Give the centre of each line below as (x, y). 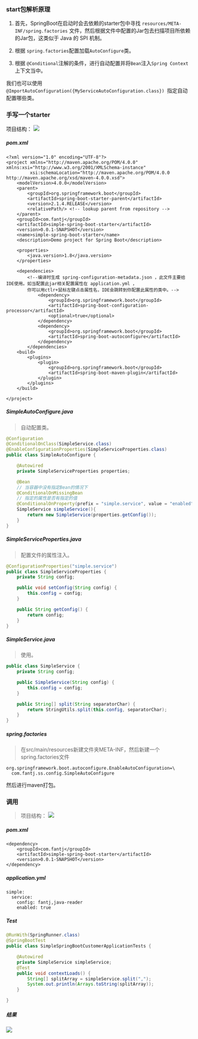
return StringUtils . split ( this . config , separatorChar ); (97, 709)
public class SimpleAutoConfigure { (51, 455)
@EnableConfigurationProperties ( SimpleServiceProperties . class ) (87, 450)
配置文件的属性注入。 (46, 555)
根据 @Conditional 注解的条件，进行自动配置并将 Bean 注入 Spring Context (101, 63)
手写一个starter (28, 115)
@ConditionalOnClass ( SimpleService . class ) (59, 444)
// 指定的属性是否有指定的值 (47, 498)
